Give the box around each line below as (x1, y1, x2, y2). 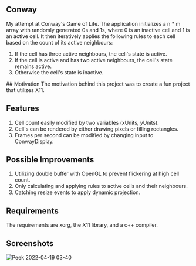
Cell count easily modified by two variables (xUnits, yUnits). (14, 119, 160, 126)
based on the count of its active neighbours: (6, 39, 113, 46)
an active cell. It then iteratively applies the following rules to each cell (6, 32, 175, 40)
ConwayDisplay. (14, 138, 54, 145)
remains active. (14, 63, 52, 70)
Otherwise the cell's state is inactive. (14, 69, 104, 76)
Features (6, 104, 39, 114)
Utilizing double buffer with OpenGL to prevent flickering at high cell (14, 170, 180, 178)
